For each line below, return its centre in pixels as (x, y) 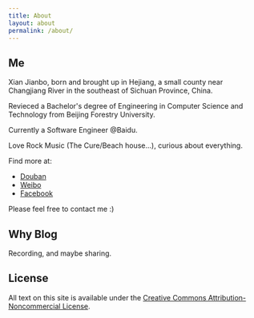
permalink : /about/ (41, 30)
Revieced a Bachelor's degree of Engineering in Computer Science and (126, 106)
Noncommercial (34, 306)
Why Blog (33, 234)
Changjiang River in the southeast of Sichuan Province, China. (111, 91)
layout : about (32, 23)
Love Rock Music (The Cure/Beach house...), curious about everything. (125, 145)
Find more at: (30, 161)
